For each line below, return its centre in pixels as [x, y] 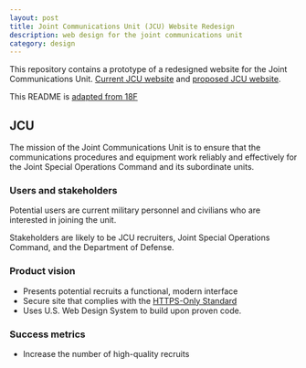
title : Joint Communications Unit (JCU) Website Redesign [122, 26]
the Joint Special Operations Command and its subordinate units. [132, 167]
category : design [42, 43]
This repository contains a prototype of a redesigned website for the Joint [148, 69]
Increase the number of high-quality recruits [106, 353]
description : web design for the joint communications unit [127, 35]
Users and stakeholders [63, 190]
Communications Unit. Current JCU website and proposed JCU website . [145, 79]
